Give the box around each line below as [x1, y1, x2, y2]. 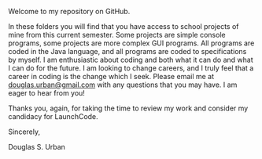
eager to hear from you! [8, 89, 85, 97]
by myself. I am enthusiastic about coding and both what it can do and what [8, 55, 253, 64]
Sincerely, [8, 127, 41, 136]
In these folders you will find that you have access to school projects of [8, 22, 239, 31]
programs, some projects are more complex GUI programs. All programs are [8, 38, 255, 48]
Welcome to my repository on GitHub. [8, 7, 131, 16]
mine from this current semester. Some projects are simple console [8, 31, 226, 39]
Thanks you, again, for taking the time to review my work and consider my [8, 103, 249, 113]
